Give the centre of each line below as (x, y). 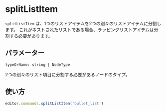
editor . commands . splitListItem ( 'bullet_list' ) (54, 103)
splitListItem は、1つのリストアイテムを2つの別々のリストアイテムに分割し (83, 23)
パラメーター (25, 53)
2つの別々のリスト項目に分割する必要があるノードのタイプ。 (68, 74)
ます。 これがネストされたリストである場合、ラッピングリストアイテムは (80, 29)
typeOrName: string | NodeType (38, 65)
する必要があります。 (31, 36)
